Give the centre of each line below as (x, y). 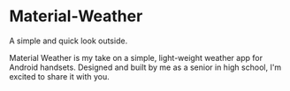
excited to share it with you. (59, 76)
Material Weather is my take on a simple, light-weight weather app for (136, 57)
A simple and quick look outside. (69, 41)
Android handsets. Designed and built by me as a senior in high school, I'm (145, 67)
